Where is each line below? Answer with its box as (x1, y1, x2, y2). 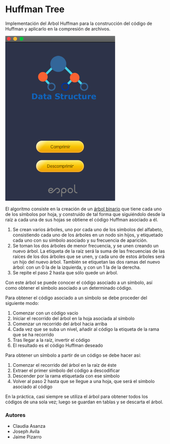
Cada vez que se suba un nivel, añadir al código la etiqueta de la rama (12, 326, 159, 332)
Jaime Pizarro (12, 434, 42, 440)
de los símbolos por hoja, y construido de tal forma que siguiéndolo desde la (5, 211, 165, 217)
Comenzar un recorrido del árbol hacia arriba (12, 321, 108, 327)
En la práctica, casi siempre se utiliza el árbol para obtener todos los (5, 393, 148, 399)
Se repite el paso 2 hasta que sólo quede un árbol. (12, 269, 118, 275)
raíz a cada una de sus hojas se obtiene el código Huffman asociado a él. (5, 216, 158, 223)
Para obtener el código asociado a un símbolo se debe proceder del (5, 295, 147, 301)
